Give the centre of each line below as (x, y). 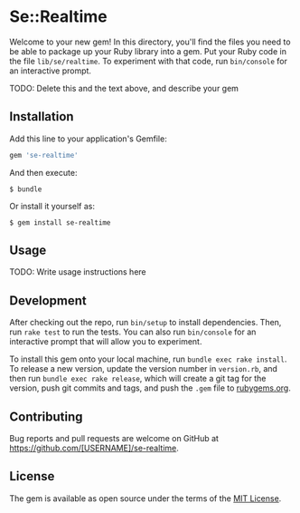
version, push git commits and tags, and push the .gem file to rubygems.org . (150, 388)
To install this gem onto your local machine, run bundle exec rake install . (148, 359)
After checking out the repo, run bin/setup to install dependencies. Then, (145, 323)
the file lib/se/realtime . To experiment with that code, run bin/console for (148, 61)
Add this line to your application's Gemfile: (88, 139)
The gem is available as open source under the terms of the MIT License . (145, 498)
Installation (42, 116)
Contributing (46, 416)
